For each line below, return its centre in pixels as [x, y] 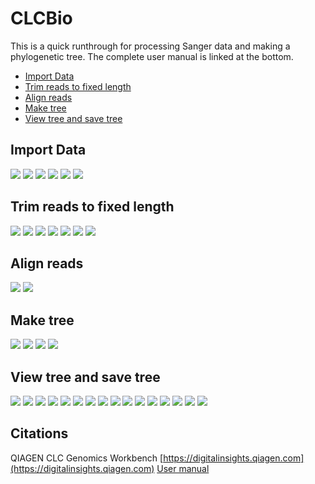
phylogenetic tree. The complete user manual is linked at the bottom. [152, 56]
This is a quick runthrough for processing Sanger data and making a [150, 46]
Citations [39, 433]
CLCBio [41, 18]
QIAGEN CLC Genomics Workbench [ [87, 458]
